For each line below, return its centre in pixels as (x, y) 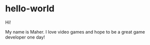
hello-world (30, 9)
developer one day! (25, 37)
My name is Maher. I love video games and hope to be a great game (75, 32)
